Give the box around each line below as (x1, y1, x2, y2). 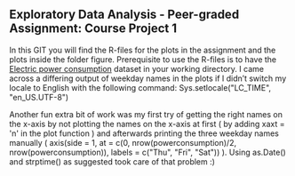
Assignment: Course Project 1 (9, 21, 178, 36)
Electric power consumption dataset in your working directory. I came (9, 63, 265, 74)
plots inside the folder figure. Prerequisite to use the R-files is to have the (9, 53, 277, 65)
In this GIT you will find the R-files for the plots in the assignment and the (9, 44, 276, 55)
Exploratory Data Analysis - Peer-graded (9, 7, 240, 22)
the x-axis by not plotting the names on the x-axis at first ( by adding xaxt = (9, 118, 286, 129)
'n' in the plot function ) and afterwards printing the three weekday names (9, 128, 280, 139)
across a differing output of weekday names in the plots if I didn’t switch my (9, 73, 287, 84)
